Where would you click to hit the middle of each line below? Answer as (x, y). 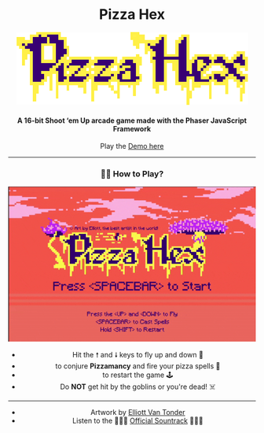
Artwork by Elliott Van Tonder (138, 412)
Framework (132, 128)
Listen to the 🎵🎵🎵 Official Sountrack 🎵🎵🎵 (137, 420)
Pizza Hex (132, 15)
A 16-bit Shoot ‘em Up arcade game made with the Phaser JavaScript (132, 120)
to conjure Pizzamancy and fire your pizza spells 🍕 (138, 366)
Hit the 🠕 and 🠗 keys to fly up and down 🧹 (138, 354)
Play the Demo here (132, 146)
